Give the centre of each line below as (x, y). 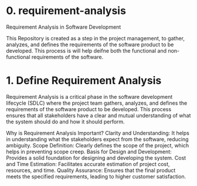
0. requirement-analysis (66, 11)
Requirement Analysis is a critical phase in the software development (89, 97)
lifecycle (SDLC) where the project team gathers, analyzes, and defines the (97, 103)
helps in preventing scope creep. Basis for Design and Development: (89, 151)
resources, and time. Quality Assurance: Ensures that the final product (91, 170)
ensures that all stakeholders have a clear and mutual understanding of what (98, 115)
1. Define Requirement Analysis (84, 81)
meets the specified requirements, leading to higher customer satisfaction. (96, 176)
